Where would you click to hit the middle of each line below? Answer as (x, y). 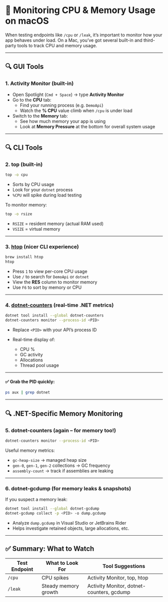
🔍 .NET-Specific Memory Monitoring (64, 413)
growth (50, 592)
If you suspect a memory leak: (36, 499)
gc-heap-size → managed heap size (49, 460)
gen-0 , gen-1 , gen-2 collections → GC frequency (61, 465)
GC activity (31, 355)
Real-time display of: (34, 340)
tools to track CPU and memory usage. (57, 45)
